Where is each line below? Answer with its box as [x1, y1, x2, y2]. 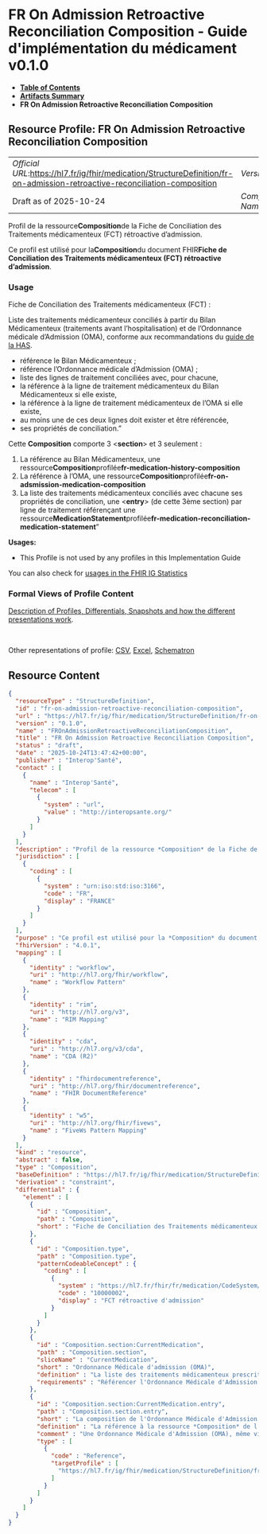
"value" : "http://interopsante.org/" [43, 808, 172, 817]
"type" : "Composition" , [15, 1164, 98, 1172]
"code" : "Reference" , [50, 1452, 126, 1460]
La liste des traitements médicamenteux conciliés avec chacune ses [19, 488, 243, 498]
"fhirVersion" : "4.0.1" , [15, 941, 102, 949]
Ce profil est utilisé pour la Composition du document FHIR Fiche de [8, 244, 228, 254]
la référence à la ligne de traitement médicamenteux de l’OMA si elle [19, 398, 244, 408]
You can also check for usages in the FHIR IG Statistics [8, 568, 188, 578]
